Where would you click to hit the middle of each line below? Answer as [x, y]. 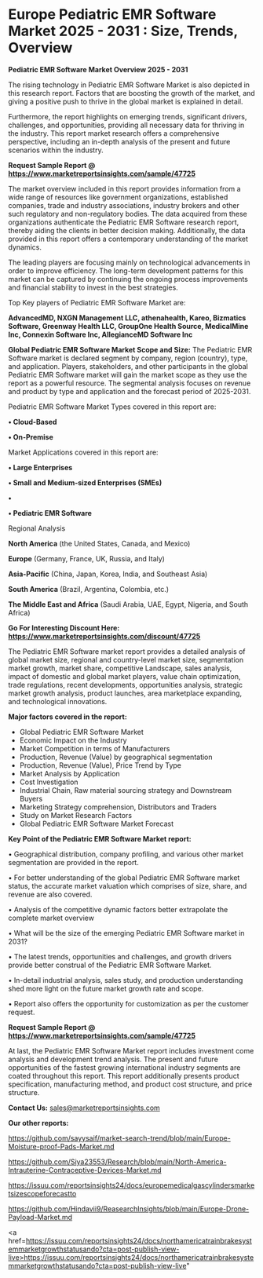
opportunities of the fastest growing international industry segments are [124, 1067]
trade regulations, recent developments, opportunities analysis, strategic [126, 685]
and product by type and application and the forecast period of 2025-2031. [130, 391]
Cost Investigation [49, 782]
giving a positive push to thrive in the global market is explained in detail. [126, 101]
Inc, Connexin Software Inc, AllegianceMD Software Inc [100, 334]
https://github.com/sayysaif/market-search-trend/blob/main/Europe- [120, 1138]
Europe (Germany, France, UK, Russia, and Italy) [86, 558]
